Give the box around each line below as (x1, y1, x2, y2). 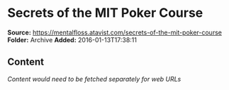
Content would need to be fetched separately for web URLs (7, 75, 181, 83)
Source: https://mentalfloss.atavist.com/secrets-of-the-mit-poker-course (7, 28, 222, 37)
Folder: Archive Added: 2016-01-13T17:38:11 (7, 35, 137, 44)
